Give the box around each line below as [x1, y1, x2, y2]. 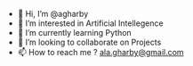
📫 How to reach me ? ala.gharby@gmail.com [17, 47, 184, 57]
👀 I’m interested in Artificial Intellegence [17, 18, 164, 29]
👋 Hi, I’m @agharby [17, 9, 89, 19]
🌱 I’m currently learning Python [17, 28, 132, 37]
